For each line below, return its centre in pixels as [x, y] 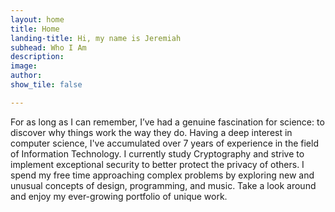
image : [24, 66]
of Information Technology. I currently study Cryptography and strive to [157, 153]
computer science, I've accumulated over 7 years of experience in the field [164, 143]
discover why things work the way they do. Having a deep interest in [151, 132]
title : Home [35, 29]
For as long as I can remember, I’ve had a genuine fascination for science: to [167, 122]
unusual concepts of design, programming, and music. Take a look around [163, 185]
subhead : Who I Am [48, 47]
